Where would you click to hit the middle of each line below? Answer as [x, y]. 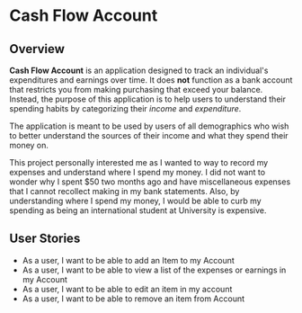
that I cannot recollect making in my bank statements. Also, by [124, 191]
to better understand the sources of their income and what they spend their [149, 135]
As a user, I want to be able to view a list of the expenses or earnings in [154, 270]
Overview [37, 49]
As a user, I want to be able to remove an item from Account [133, 299]
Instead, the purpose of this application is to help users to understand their [147, 99]
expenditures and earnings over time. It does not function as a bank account [151, 80]
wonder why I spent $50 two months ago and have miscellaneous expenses [150, 182]
